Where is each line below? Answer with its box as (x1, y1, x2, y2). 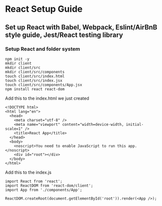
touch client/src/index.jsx (5, 78, 63, 83)
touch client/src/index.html (5, 74, 65, 79)
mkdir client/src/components (5, 69, 65, 74)
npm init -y (5, 57, 29, 61)
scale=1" (5, 126, 23, 131)
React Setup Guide (5, 3, 82, 15)
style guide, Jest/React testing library (5, 30, 123, 39)
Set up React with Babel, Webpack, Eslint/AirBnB (5, 23, 158, 31)
